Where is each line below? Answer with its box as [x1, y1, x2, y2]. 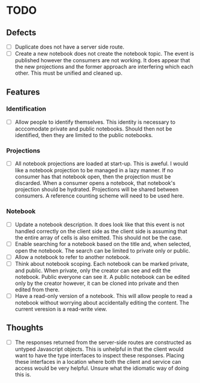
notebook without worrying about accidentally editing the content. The [14, 299, 190, 306]
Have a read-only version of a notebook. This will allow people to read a [14, 292, 193, 299]
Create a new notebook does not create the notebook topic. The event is [14, 50, 195, 57]
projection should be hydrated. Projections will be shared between [14, 186, 179, 193]
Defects [6, 28, 37, 38]
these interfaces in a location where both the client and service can [14, 358, 181, 365]
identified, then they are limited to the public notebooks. [14, 131, 153, 138]
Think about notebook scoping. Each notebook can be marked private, [14, 260, 189, 267]
